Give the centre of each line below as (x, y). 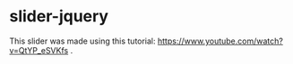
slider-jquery (59, 16)
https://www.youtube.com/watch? (220, 41)
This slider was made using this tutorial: (82, 41)
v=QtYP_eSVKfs (39, 50)
